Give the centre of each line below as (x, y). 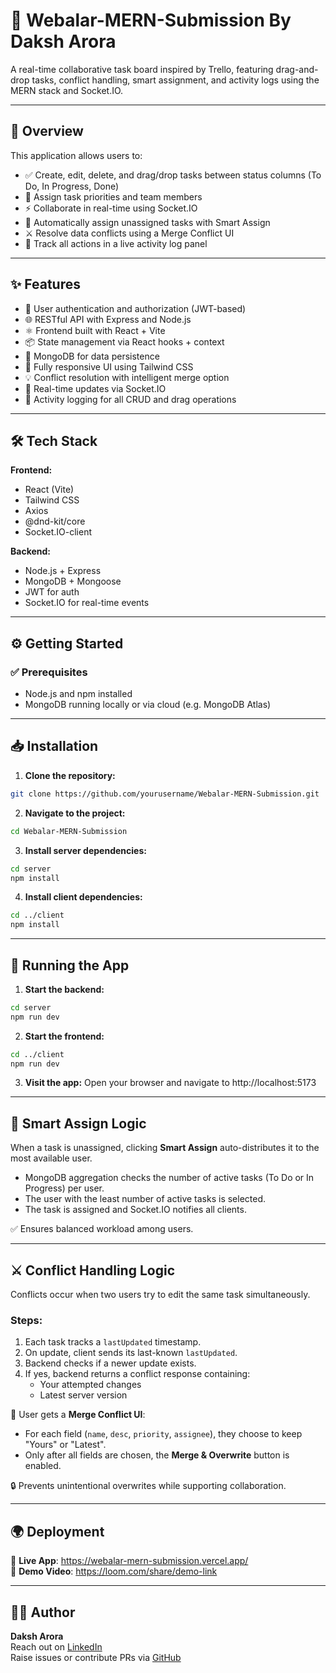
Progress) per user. (64, 1188)
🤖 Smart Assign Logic (78, 1123)
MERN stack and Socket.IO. (67, 90)
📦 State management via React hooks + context (124, 341)
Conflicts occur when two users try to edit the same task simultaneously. (160, 1295)
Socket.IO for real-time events (87, 603)
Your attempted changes (90, 1385)
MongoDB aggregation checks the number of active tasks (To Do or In (169, 1178)
